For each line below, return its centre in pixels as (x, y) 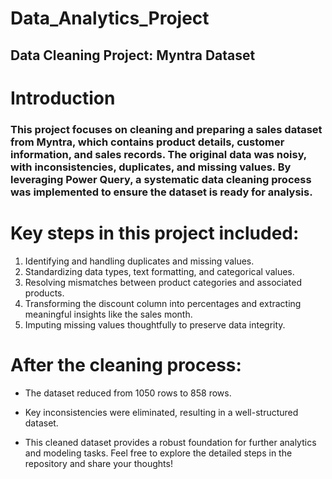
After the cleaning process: (126, 364)
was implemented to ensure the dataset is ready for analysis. (161, 192)
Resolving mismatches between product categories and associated (163, 282)
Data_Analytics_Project (110, 18)
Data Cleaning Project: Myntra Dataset (133, 55)
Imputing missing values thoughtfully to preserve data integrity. (155, 324)
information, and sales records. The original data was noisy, (158, 154)
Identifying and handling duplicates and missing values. (139, 261)
